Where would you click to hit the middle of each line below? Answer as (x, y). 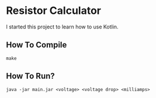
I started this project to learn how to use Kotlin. (62, 27)
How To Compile (37, 45)
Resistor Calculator (53, 11)
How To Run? (31, 76)
